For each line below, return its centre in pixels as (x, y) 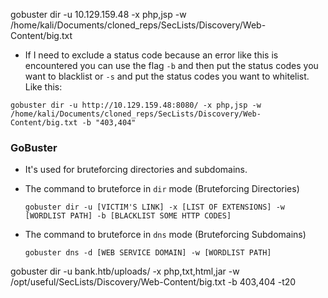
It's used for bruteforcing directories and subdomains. (136, 170)
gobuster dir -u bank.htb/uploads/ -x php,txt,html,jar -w (125, 271)
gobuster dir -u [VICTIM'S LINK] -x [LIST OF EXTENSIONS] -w (155, 207)
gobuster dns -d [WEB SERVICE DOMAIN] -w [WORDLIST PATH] (148, 253)
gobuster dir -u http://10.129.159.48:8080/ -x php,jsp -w (136, 105)
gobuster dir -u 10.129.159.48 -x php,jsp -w (98, 14)
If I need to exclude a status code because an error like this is (151, 55)
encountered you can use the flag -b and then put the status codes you (171, 65)
